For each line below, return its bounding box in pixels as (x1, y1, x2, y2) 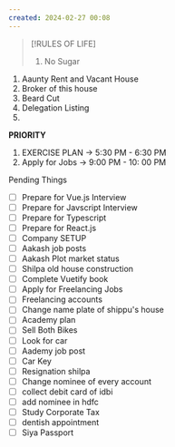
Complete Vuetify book (21, 274, 109, 285)
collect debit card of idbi (21, 386, 113, 397)
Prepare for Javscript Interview (21, 201, 138, 213)
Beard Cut (21, 92, 60, 103)
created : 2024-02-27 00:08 (8, 13, 111, 23)
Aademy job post (21, 345, 86, 356)
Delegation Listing (21, 102, 90, 113)
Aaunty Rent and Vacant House (21, 73, 140, 84)
